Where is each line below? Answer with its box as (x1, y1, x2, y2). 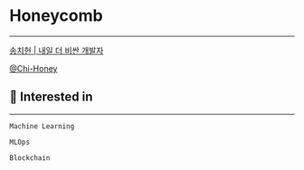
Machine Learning (9, 121, 75, 131)
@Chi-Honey (9, 62, 58, 73)
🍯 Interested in (9, 90, 93, 105)
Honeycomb (9, 5, 103, 26)
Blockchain (9, 153, 51, 163)
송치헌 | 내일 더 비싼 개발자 (9, 44, 104, 55)
